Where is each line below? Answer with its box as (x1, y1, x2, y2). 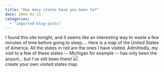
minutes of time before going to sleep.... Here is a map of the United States (5, 40, 159, 46)
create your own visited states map (5, 61, 77, 67)
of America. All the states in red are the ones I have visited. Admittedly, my (5, 45, 158, 51)
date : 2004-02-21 (5, 12, 41, 17)
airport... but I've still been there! (5, 56, 72, 62)
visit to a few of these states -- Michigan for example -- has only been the (5, 50, 157, 56)
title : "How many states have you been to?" (5, 7, 99, 12)
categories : (5, 16, 30, 21)
